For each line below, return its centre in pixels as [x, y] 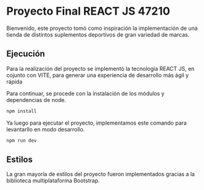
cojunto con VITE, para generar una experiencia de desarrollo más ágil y [97, 75]
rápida [14, 81]
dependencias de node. [36, 100]
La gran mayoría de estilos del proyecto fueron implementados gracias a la [100, 174]
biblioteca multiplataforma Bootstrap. [53, 181]
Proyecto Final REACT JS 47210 [88, 11]
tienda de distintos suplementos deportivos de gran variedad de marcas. [98, 34]
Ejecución [26, 54]
